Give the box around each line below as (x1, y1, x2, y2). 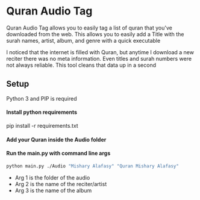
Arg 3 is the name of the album (14, 187, 92, 194)
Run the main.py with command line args (6, 149, 111, 157)
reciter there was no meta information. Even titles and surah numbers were (6, 55, 192, 62)
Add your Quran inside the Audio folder (6, 136, 107, 143)
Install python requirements (6, 108, 77, 116)
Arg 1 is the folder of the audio (14, 173, 90, 181)
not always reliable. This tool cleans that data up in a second (6, 61, 157, 69)
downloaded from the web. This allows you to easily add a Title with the (6, 30, 184, 37)
